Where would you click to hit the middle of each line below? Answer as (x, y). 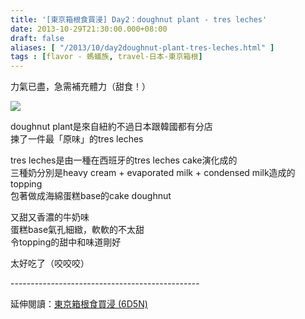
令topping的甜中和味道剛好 (66, 242)
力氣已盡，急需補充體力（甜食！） (80, 87)
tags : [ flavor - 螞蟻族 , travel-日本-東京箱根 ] (106, 57)
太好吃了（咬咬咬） (50, 263)
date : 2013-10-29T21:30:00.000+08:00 (89, 29)
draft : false (37, 38)
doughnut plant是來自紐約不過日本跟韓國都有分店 (111, 127)
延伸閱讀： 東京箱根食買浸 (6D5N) (79, 304)
